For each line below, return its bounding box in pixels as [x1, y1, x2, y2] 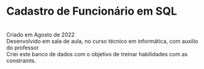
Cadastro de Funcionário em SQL [6, 4, 178, 18]
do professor [6, 44, 39, 51]
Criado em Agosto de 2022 [6, 31, 75, 38]
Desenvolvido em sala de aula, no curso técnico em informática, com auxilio [6, 37, 198, 45]
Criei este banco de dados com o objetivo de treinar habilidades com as [6, 50, 188, 57]
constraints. [6, 57, 37, 64]
